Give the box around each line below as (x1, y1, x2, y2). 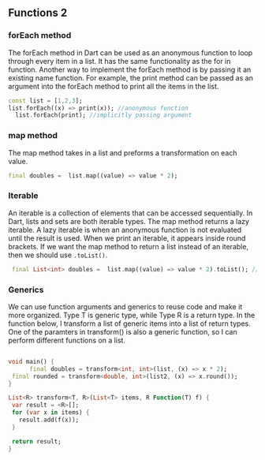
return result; (11, 437, 62, 445)
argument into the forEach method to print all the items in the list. (8, 81, 219, 91)
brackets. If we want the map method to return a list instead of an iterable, (8, 241, 249, 251)
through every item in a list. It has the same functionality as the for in (8, 56, 231, 65)
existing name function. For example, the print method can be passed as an (8, 73, 254, 82)
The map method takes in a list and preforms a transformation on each (8, 148, 237, 157)
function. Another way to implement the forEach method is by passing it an (8, 65, 252, 74)
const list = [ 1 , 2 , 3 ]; (8, 96, 83, 105)
